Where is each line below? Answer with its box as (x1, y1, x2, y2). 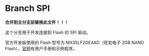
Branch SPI (5, 3, 50, 14)
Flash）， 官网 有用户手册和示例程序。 (5, 45, 77, 51)
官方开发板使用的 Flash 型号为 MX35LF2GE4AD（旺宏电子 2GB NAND (5, 39, 144, 45)
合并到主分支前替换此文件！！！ (5, 19, 69, 25)
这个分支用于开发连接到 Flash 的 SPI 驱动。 (5, 29, 91, 35)
